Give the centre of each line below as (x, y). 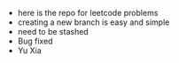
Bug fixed (35, 41)
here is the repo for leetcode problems (88, 13)
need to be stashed (53, 31)
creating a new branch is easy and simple (93, 22)
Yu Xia (29, 51)
